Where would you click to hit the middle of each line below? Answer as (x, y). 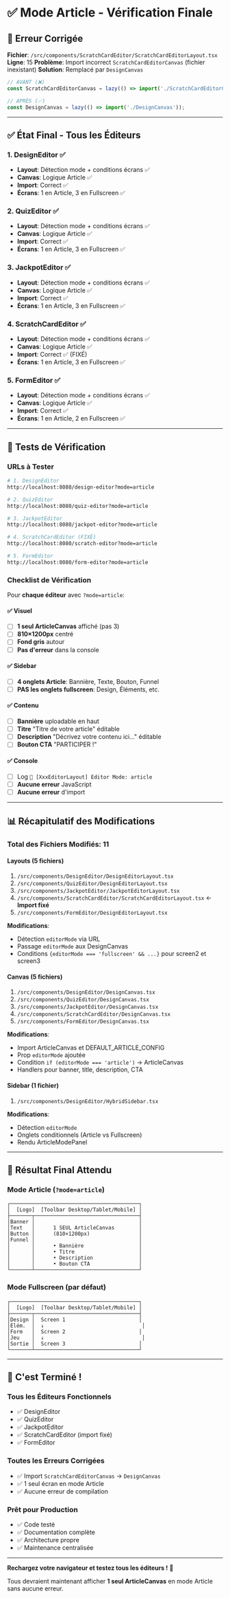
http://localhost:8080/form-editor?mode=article (78, 562)
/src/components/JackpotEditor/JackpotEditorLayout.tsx (98, 891)
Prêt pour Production (43, 1509)
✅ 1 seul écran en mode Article (61, 1483)
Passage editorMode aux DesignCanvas (73, 946)
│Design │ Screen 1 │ (75, 1320)
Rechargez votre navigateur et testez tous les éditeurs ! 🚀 (90, 1568)
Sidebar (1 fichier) (33, 1086)
